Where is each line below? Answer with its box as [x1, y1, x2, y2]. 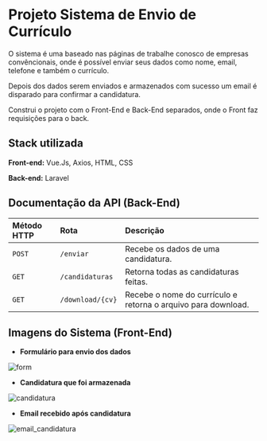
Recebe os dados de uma [124, 243, 220, 254]
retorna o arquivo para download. [124, 299, 250, 310]
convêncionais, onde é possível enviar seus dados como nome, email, [8, 57, 238, 67]
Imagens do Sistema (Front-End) [8, 326, 172, 339]
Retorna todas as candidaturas [124, 266, 240, 277]
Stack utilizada [8, 137, 83, 150]
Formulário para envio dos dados [19, 347, 131, 357]
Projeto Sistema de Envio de [8, 6, 197, 24]
